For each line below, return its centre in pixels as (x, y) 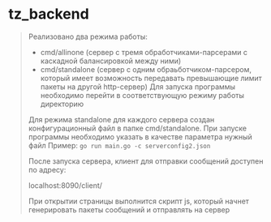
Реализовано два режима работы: (88, 36)
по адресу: (47, 169)
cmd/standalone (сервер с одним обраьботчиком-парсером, (146, 69)
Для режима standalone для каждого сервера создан (121, 119)
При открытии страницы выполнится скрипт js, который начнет (139, 201)
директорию (62, 104)
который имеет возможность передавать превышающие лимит (151, 78)
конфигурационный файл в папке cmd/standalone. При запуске (138, 128)
